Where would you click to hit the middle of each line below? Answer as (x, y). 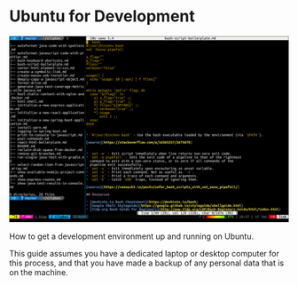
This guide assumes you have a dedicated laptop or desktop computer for (144, 253)
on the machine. (39, 272)
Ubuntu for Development (102, 16)
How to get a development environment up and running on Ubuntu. (132, 236)
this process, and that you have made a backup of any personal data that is (147, 263)
